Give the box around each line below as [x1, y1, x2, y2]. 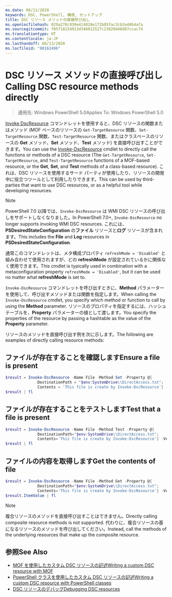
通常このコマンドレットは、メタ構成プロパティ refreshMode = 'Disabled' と [5, 250, 166, 256]
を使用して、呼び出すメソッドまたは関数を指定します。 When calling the [5, 291, 157, 297]
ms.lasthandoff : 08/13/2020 [5, 41, 66, 46]
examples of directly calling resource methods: [5, 337, 104, 343]
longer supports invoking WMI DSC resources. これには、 [5, 220, 127, 227]
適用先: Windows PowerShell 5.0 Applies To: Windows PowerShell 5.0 [17, 109, 164, 116]
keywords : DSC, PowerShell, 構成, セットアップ [5, 12, 102, 17]
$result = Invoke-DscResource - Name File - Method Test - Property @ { [5, 427, 155, 432]
